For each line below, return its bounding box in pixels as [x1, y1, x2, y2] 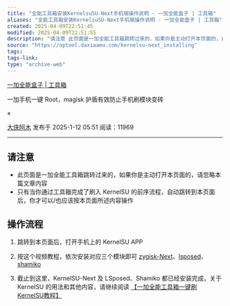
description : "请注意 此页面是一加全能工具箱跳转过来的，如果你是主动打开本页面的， [7, 36, 221, 42]
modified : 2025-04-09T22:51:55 [7, 29, 97, 36]
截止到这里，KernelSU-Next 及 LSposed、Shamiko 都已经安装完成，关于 [16, 275, 222, 283]
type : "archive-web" [7, 61, 66, 68]
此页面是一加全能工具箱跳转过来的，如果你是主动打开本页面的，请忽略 [16, 170, 216, 179]
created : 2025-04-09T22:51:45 [7, 23, 94, 29]
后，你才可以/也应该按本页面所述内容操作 [16, 196, 133, 205]
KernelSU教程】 [16, 292, 62, 300]
